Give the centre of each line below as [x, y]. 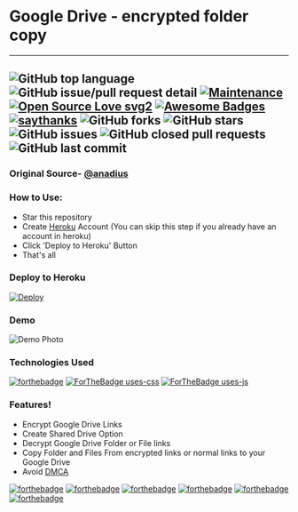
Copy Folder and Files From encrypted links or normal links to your [144, 452]
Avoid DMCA [45, 471]
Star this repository [57, 217]
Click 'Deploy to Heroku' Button [79, 245]
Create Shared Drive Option [73, 434]
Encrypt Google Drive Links [72, 424]
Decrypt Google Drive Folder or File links [96, 443]
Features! [30, 404]
